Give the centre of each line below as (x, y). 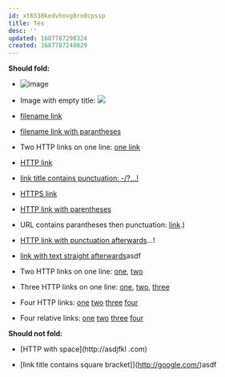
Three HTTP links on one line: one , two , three (94, 287)
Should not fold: (36, 334)
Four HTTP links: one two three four (79, 302)
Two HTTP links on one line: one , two (81, 272)
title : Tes (26, 23)
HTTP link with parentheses (66, 209)
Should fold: (29, 68)
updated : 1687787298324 (48, 38)
